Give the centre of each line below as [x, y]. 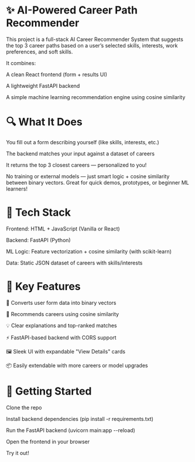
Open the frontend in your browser [48, 441]
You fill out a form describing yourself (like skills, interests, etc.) [83, 142]
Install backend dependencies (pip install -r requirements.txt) [80, 419]
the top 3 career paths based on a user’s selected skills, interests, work [92, 45]
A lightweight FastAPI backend [43, 86]
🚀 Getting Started [49, 391]
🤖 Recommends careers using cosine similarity [62, 314]
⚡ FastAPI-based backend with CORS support [61, 337]
